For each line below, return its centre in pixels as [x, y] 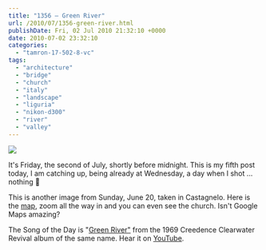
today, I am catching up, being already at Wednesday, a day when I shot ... [131, 173]
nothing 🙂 [24, 181]
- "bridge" [34, 75]
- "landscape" [39, 97]
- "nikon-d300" [41, 113]
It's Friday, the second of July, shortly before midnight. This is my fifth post [132, 165]
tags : [17, 61]
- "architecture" [44, 68]
